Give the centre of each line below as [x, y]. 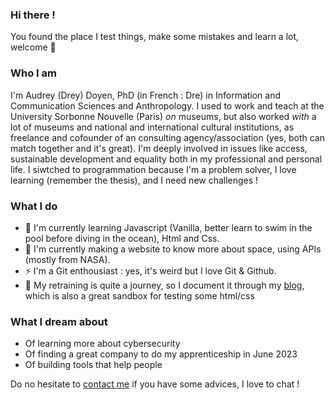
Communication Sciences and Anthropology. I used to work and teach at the [167, 105]
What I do [34, 206]
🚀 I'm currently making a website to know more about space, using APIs [173, 249]
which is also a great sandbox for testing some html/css [139, 295]
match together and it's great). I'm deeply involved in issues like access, [159, 148]
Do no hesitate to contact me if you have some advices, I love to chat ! [155, 384]
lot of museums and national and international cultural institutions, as [152, 127]
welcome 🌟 [33, 47]
